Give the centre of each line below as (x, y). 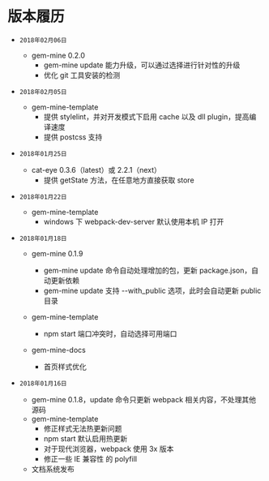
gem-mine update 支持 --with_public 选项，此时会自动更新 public (152, 290)
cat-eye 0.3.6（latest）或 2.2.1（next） (96, 170)
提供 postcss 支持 (73, 137)
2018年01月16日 (43, 383)
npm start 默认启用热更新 (85, 438)
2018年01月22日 (43, 197)
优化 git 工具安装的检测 (82, 75)
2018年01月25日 (43, 154)
